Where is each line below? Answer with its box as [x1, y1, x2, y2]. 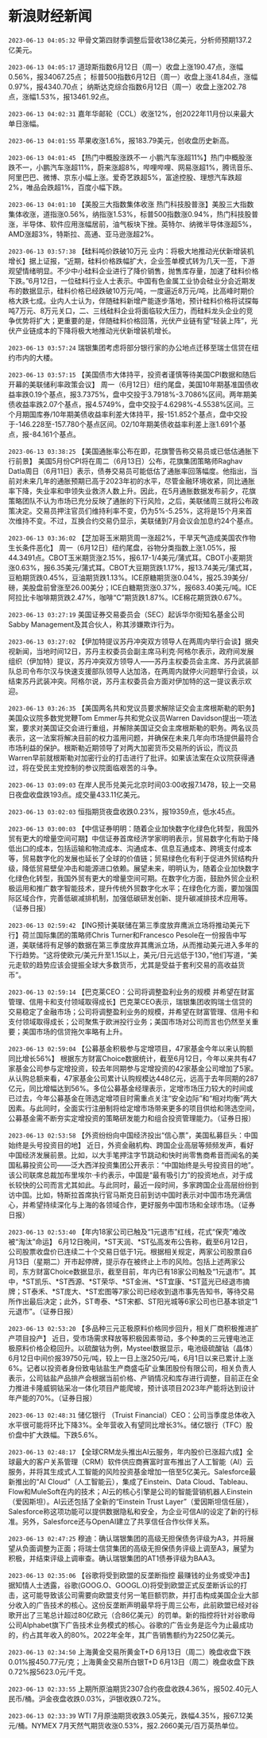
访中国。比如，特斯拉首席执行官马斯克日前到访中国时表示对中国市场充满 [8, 1190, 245, 1200]
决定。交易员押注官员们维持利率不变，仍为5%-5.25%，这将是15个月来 [14, 506, 246, 515]
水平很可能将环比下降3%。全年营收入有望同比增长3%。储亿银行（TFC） [8, 1419, 246, 1430]
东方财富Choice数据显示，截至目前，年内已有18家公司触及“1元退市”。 [21, 1266, 250, 1276]
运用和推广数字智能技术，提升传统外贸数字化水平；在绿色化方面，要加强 [14, 883, 252, 893]
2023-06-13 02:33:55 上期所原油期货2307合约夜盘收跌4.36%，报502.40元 [8, 1684, 252, 1693]
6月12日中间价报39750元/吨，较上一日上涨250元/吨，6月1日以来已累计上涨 [8, 1353, 254, 1363]
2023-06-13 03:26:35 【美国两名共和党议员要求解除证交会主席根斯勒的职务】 [8, 703, 259, 713]
